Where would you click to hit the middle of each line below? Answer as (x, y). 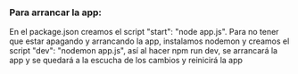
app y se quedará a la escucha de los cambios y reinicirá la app (126, 61)
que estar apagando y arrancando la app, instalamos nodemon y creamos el (149, 41)
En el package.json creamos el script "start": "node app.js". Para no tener (144, 32)
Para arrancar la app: (56, 12)
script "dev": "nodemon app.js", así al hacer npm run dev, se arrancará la (144, 51)
